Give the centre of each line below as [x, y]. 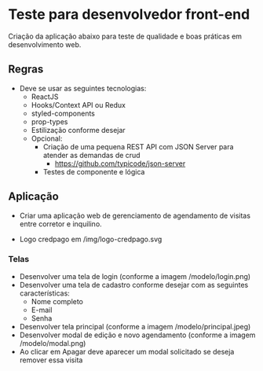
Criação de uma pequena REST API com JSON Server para [138, 146]
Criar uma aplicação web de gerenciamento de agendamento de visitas [135, 215]
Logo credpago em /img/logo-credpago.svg [91, 239]
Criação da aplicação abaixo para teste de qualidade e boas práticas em [125, 36]
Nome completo [57, 301]
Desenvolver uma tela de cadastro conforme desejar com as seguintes [134, 285]
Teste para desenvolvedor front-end [129, 15]
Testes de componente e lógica [94, 171]
